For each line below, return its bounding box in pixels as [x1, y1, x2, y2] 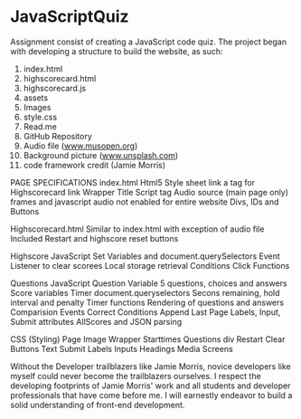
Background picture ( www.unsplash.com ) [23, 149, 179, 160]
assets [23, 92, 49, 103]
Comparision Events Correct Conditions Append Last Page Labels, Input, [10, 306, 281, 318]
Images [23, 101, 52, 112]
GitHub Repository [23, 130, 93, 141]
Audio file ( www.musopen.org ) [23, 140, 138, 151]
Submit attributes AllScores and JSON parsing [10, 316, 183, 327]
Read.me [23, 120, 57, 132]
